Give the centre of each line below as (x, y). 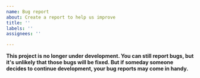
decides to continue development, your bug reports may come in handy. (97, 68)
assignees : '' (24, 34)
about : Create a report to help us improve (61, 17)
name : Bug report (28, 12)
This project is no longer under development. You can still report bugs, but (100, 56)
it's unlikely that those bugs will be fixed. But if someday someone (90, 63)
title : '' (18, 23)
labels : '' (20, 28)
